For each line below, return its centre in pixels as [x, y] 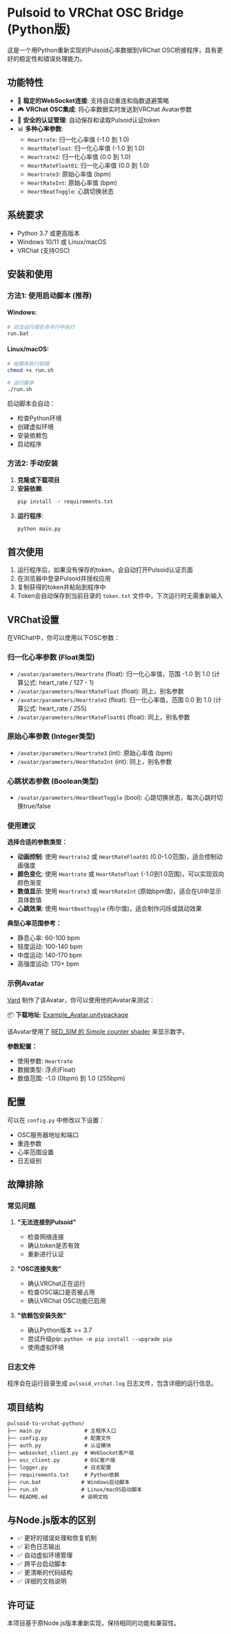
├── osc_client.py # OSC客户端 [61, 1461]
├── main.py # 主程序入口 [62, 1431]
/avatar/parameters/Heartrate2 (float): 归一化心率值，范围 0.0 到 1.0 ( [116, 699]
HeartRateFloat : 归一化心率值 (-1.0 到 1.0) [86, 148]
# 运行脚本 [21, 383]
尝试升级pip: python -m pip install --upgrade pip [100, 1339]
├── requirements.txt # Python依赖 [63, 1475]
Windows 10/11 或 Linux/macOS [62, 242]
